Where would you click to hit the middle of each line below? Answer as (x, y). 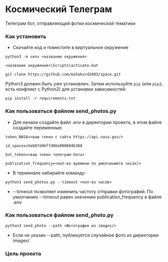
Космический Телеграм (59, 9)
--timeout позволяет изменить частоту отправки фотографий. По (83, 191)
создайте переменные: (38, 127)
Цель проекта (23, 253)
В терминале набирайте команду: (49, 172)
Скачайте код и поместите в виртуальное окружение (71, 48)
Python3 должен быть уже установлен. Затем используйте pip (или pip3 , (84, 84)
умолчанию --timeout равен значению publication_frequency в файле (87, 197)
